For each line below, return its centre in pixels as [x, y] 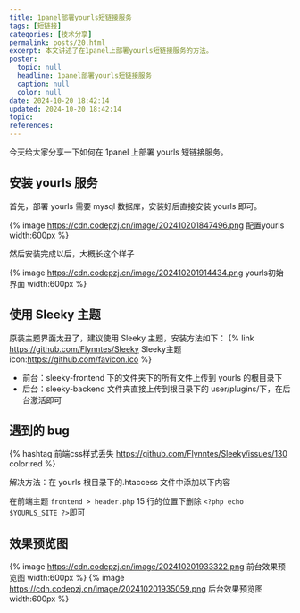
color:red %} [33, 464]
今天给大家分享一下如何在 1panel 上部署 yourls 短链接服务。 [119, 152]
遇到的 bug [39, 431]
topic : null [40, 68]
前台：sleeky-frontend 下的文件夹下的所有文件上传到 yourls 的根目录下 [152, 377]
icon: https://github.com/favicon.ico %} [81, 359]
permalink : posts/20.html [57, 42]
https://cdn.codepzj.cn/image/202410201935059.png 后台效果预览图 [136, 589]
